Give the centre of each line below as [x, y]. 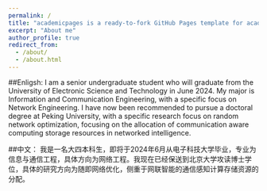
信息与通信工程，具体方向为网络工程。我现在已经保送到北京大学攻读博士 [126, 159]
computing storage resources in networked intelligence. [100, 132]
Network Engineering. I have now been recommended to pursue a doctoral [130, 107]
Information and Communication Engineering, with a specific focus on [122, 99]
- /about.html [39, 60]
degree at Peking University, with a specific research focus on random [124, 116]
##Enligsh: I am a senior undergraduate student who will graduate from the [131, 82]
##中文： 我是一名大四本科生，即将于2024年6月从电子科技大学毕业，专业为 [132, 149]
